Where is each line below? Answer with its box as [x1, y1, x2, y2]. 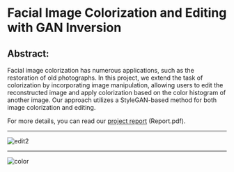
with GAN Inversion [7, 20, 122, 36]
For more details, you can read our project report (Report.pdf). [7, 117, 186, 125]
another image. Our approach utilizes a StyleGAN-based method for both [7, 96, 217, 104]
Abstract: [7, 48, 49, 59]
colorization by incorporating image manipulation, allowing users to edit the [7, 81, 224, 89]
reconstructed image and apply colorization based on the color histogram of [7, 89, 226, 96]
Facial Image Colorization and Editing [7, 5, 227, 21]
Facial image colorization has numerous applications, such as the [7, 66, 195, 74]
